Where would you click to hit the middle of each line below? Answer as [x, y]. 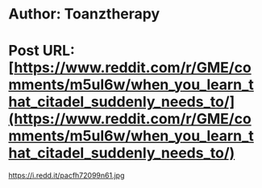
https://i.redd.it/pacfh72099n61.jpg [67, 176]
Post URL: [42, 51]
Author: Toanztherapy [84, 14]
